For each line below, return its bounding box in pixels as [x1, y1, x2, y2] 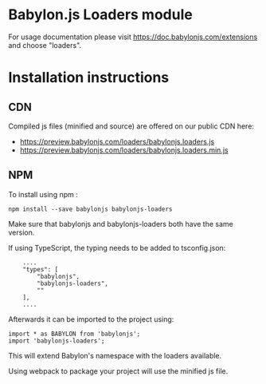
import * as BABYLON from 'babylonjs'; [8, 330, 141, 338]
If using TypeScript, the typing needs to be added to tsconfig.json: [8, 243, 226, 252]
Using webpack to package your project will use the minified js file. [8, 366, 229, 376]
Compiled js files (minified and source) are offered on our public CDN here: [8, 121, 255, 131]
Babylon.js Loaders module [8, 6, 193, 24]
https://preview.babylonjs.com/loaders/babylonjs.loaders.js [19, 137, 215, 146]
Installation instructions [8, 69, 170, 87]
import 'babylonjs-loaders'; [8, 337, 105, 345]
